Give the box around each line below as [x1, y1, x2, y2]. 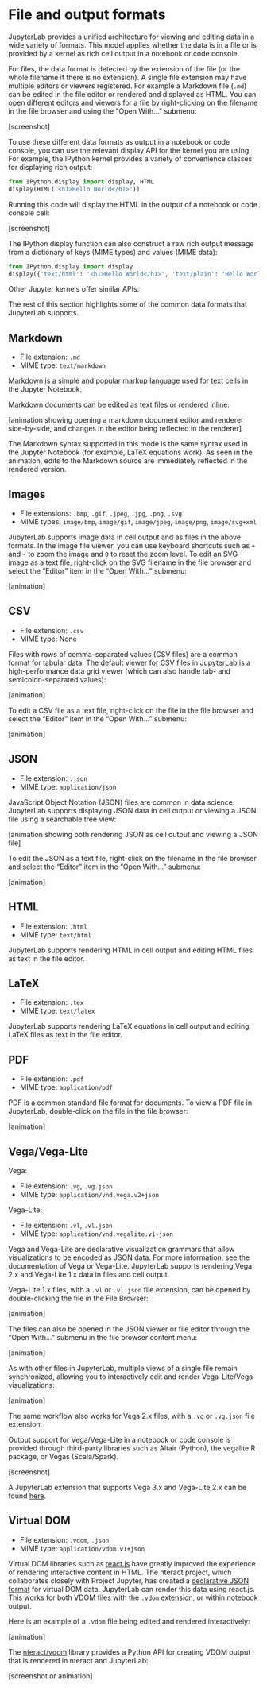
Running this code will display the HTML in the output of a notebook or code [8, 199, 258, 209]
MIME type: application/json [19, 782, 117, 791]
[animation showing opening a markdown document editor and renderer [8, 415, 244, 425]
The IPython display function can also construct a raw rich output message [8, 238, 254, 248]
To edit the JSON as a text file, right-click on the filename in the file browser [8, 853, 257, 863]
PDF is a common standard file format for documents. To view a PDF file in [8, 1098, 253, 1107]
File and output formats [8, 6, 166, 24]
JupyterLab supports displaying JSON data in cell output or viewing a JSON [8, 805, 257, 815]
